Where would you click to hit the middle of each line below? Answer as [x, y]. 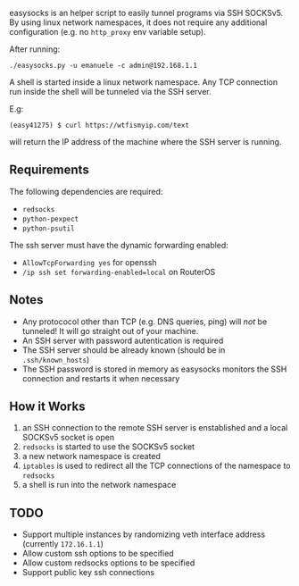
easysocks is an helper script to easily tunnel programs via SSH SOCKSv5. [146, 13]
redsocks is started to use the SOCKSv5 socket [108, 447]
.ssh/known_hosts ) [56, 359]
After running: [35, 49]
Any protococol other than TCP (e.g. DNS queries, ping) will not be [145, 322]
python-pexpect [50, 219]
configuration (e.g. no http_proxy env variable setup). [108, 32]
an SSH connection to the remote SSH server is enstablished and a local [155, 428]
